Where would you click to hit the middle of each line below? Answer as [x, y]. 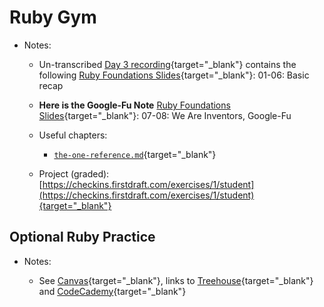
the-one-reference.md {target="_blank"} [135, 154]
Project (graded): [74, 173]
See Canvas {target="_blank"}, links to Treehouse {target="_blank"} [176, 280]
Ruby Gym [53, 17]
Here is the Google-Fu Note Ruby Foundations [134, 105]
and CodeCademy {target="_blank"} [112, 291]
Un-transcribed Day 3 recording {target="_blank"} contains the [167, 64]
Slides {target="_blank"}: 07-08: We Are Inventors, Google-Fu [165, 115]
